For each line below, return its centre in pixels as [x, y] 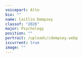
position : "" [19, 33]
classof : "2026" [22, 24]
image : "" [16, 47]
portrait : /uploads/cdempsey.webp [42, 38]
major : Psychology [25, 29]
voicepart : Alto [22, 10]
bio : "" [13, 15]
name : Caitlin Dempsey [29, 19]
